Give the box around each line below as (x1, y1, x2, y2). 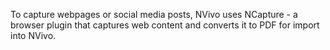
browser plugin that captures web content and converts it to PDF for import (10, 19, 320, 31)
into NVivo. (10, 30, 57, 41)
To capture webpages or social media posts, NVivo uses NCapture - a (10, 9, 298, 20)
